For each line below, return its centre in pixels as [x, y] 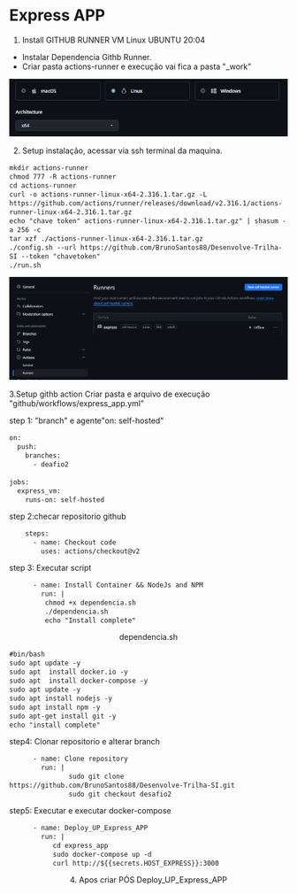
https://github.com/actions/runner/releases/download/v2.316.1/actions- [146, 203]
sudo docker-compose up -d [102, 855]
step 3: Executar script [50, 568]
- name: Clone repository [80, 759]
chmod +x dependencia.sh [91, 603]
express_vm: [39, 491]
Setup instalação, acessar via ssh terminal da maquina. [122, 150]
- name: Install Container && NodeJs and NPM [118, 585]
